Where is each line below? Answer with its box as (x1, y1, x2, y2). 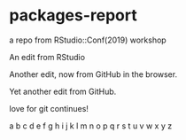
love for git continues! (9, 103, 89, 113)
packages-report (9, 5, 137, 26)
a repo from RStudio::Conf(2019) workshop (9, 35, 167, 45)
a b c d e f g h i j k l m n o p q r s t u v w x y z (9, 121, 173, 131)
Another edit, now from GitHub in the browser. (9, 68, 178, 80)
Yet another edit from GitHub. (9, 86, 117, 97)
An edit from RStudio (9, 51, 86, 62)
